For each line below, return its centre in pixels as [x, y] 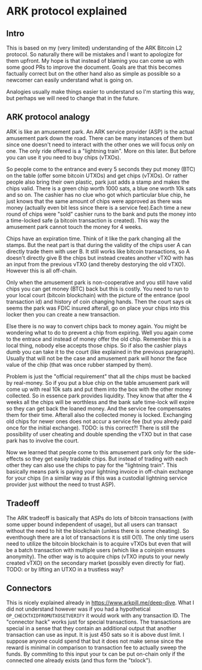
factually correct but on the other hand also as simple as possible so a [93, 73]
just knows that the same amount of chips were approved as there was [94, 201]
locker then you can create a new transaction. [63, 314]
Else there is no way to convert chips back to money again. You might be [96, 326]
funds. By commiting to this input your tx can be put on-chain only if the [96, 654]
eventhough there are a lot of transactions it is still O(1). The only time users [100, 537]
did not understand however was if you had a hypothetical [78, 609]
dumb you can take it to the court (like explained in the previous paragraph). [101, 352]
